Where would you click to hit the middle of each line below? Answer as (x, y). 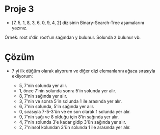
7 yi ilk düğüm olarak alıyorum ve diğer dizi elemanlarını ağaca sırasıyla (83, 71)
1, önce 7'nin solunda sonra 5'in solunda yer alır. (67, 91)
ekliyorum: (22, 76)
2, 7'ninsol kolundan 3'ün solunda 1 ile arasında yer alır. (75, 127)
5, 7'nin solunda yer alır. (43, 85)
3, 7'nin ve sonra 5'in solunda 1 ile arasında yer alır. (70, 101)
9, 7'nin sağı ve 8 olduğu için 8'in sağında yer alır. (69, 117)
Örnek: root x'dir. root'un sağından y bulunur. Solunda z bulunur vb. (73, 37)
